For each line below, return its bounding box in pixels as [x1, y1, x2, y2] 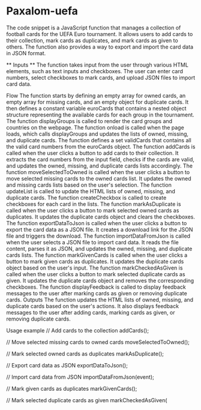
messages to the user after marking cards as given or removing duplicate [6, 289, 187, 297]
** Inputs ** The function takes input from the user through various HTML [6, 61, 189, 68]
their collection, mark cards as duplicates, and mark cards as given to [6, 37, 178, 44]
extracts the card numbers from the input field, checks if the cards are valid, [6, 155, 195, 163]
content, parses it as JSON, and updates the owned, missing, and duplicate [6, 245, 193, 252]
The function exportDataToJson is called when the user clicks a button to [6, 219, 187, 226]
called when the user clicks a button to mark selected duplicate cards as [6, 270, 185, 277]
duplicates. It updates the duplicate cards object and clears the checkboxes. [6, 213, 195, 220]
